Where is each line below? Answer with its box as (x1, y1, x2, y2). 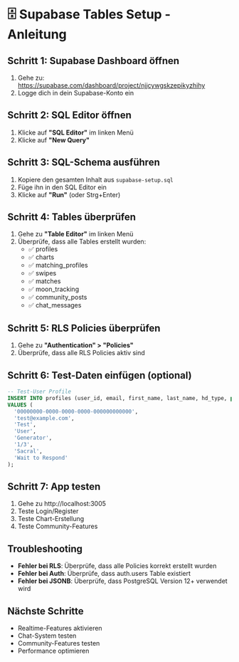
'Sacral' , (14, 447, 43, 455)
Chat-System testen (17, 631, 77, 640)
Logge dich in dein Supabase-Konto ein (17, 89, 134, 97)
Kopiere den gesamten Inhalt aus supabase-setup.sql (17, 175, 174, 184)
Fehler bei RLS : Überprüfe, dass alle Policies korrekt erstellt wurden (17, 562, 217, 570)
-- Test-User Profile (7, 388, 72, 396)
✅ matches (28, 277, 61, 285)
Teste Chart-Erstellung (17, 515, 85, 523)
